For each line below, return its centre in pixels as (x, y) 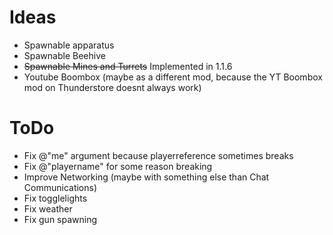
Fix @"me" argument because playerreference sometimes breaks (158, 155)
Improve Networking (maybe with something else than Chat (146, 177)
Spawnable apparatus (69, 45)
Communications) (60, 187)
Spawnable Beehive (64, 55)
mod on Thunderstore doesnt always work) (112, 87)
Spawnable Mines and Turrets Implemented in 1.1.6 (128, 66)
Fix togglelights (55, 198)
